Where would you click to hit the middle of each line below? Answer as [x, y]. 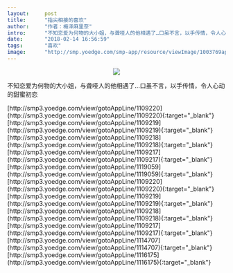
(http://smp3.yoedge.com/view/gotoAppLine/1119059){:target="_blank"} [110, 174]
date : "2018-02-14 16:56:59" [59, 39]
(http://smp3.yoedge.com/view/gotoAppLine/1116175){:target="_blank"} [109, 262]
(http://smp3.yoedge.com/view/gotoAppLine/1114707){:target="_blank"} [110, 247]
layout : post [32, 13]
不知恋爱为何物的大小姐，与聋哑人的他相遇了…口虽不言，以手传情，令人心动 [116, 85]
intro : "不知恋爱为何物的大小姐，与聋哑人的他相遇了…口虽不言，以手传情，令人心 [117, 33]
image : [17, 53]
